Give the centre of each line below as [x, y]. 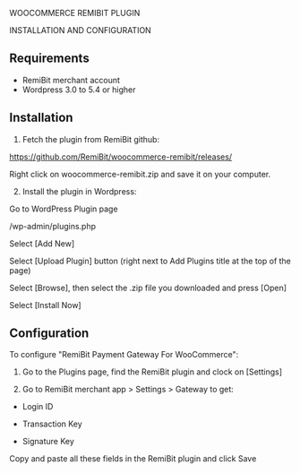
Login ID [38, 407]
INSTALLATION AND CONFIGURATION [81, 30]
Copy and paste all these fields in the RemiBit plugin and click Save [133, 459]
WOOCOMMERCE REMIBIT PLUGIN [75, 13]
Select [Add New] [42, 243]
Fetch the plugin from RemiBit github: [90, 139]
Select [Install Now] [46, 305]
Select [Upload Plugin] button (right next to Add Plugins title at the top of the [150, 261]
